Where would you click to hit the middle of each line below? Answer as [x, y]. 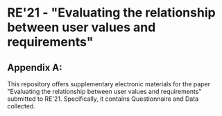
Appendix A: [35, 67]
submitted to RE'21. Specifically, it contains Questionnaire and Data [103, 99]
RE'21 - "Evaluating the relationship [112, 13]
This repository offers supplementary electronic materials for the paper [109, 84]
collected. [22, 106]
